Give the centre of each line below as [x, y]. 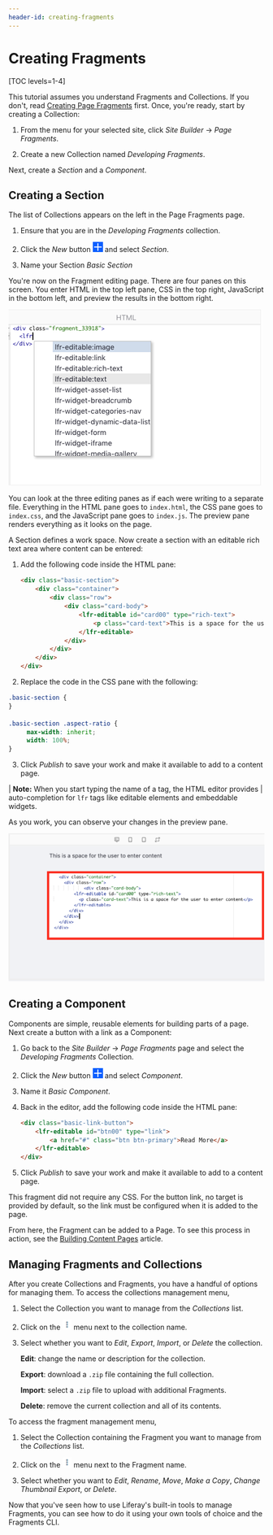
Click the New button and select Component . [101, 1075]
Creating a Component [67, 1004]
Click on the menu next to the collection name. [104, 1327]
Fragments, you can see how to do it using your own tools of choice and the [135, 1513]
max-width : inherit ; [61, 732]
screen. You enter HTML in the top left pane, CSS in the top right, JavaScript [136, 289]
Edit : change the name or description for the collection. [113, 1359]
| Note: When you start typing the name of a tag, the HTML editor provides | [136, 789]
